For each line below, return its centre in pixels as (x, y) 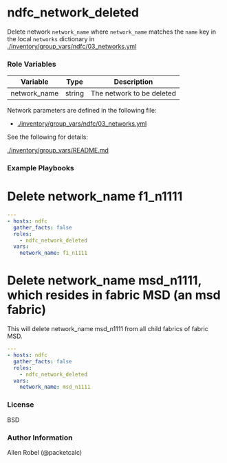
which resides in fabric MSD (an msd (114, 295)
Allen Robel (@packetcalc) (45, 452)
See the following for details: (47, 137)
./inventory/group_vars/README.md (58, 150)
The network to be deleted (133, 93)
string (75, 93)
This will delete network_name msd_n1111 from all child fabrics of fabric (108, 329)
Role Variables (32, 64)
